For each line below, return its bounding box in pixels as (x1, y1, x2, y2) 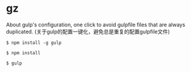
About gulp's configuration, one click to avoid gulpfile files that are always (6, 21, 186, 28)
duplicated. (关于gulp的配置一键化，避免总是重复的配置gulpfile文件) (6, 28, 170, 35)
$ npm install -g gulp (6, 40, 62, 46)
